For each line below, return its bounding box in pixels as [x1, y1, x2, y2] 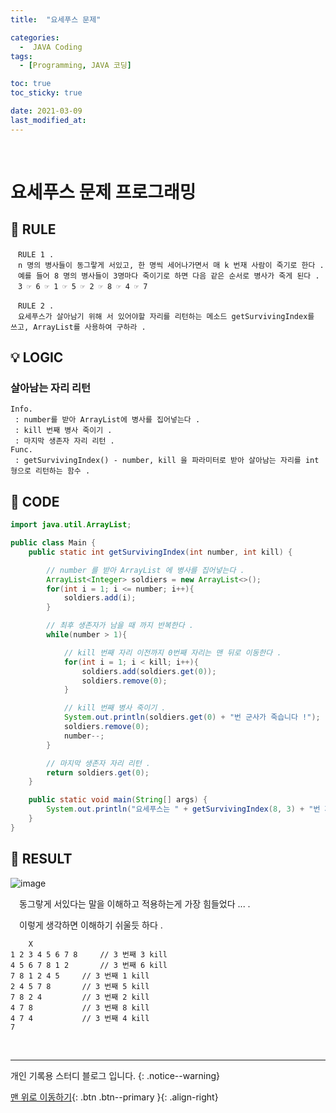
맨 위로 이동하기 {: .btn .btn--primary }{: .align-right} [10, 1091, 219, 1103]
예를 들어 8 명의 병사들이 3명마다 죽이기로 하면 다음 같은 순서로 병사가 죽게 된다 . [17, 271, 320, 281]
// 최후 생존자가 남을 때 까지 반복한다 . [46, 621, 194, 631]
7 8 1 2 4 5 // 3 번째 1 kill [10, 971, 150, 981]
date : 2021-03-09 [10, 106, 83, 116]
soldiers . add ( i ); [63, 593, 137, 603]
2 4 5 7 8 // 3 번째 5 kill [10, 981, 150, 991]
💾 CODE [10, 493, 60, 510]
